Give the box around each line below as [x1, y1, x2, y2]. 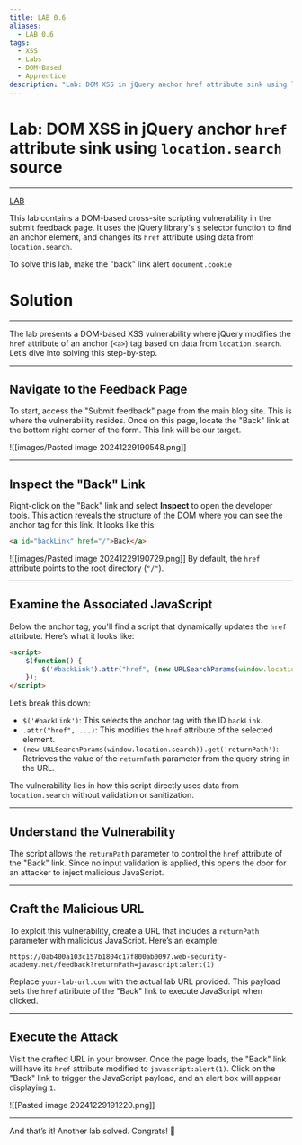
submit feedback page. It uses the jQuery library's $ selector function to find [9, 222, 292, 233]
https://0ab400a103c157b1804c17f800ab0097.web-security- [9, 952, 227, 962]
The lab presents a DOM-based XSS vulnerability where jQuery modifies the [9, 328, 292, 339]
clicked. [9, 995, 39, 1006]
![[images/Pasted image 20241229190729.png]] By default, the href [9, 554, 261, 564]
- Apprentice [17, 72, 67, 81]
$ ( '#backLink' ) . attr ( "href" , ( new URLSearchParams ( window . [41, 664, 268, 674]
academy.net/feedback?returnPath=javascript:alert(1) [9, 960, 216, 969]
